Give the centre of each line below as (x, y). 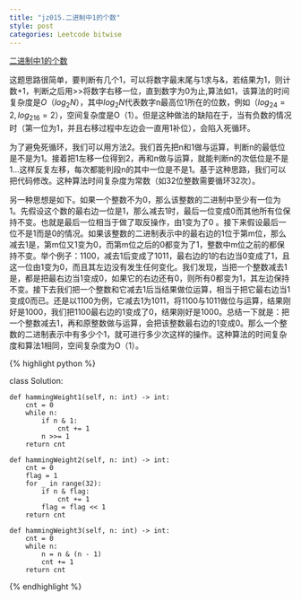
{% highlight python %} (52, 363)
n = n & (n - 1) (72, 554)
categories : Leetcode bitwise (66, 34)
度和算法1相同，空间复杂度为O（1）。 (77, 345)
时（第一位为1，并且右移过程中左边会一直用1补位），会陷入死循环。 (132, 127)
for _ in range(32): (64, 483)
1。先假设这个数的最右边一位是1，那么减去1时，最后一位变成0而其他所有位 (146, 211)
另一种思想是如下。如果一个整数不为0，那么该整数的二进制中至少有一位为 (145, 199)
